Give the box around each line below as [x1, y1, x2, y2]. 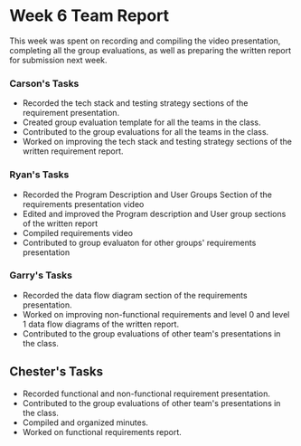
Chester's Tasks [9, 364, 104, 380]
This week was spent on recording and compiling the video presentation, [9, 35, 281, 46]
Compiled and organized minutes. [22, 417, 149, 428]
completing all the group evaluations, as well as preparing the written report [9, 44, 292, 55]
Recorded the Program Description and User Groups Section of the [22, 189, 273, 200]
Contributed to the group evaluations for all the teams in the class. [22, 127, 269, 138]
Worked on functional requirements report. [22, 426, 183, 437]
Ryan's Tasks [9, 168, 70, 181]
